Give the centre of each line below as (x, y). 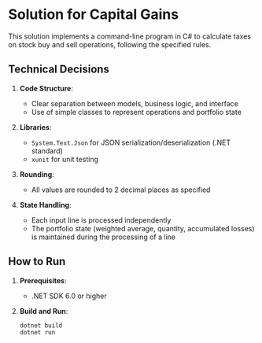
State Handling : (46, 205)
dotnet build (41, 325)
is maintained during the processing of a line (103, 237)
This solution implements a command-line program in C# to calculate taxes (130, 36)
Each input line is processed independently (101, 220)
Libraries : (35, 127)
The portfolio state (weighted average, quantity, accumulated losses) (143, 228)
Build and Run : (44, 311)
